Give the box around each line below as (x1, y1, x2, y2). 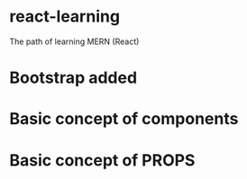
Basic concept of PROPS (9, 150, 196, 170)
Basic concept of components (9, 109, 239, 130)
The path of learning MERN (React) (9, 36, 140, 47)
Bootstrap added (9, 67, 138, 88)
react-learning (9, 6, 120, 27)
